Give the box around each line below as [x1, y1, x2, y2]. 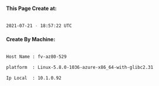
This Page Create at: [6, 5, 57, 12]
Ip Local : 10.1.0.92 [6, 75, 62, 81]
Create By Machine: [6, 35, 56, 42]
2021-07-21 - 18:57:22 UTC [6, 23, 72, 29]
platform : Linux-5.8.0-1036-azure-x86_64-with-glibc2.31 [6, 65, 154, 71]
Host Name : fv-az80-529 [6, 54, 67, 60]
